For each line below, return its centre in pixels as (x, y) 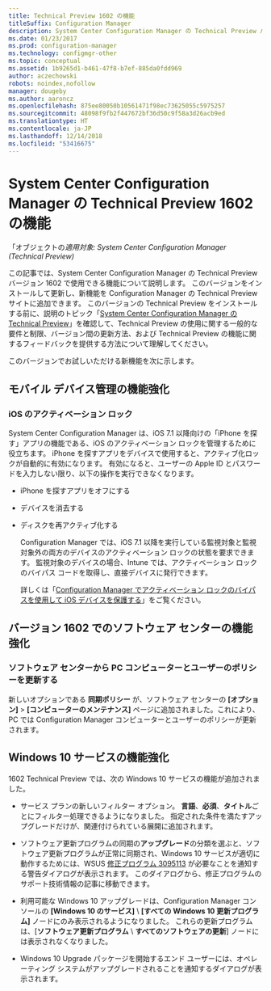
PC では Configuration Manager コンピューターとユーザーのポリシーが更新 (132, 719)
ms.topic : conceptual (45, 61)
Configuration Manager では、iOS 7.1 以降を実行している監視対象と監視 (138, 542)
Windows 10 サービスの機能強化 (89, 758)
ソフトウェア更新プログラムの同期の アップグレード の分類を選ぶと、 (133, 843)
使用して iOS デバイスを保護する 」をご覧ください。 (120, 600)
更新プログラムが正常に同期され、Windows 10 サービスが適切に (154, 853)
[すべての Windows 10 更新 (186, 911)
